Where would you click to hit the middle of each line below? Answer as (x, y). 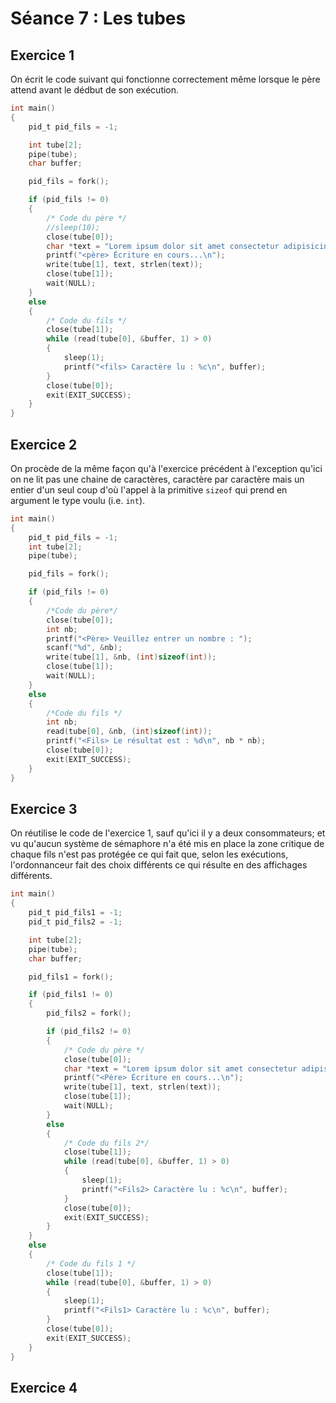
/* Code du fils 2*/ (106, 1143)
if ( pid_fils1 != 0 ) (71, 995)
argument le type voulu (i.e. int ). (78, 500)
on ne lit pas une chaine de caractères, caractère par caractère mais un (157, 479)
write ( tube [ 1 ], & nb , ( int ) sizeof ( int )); (131, 657)
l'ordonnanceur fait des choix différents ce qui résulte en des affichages (159, 865)
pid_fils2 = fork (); (89, 1013)
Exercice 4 (44, 1387)
